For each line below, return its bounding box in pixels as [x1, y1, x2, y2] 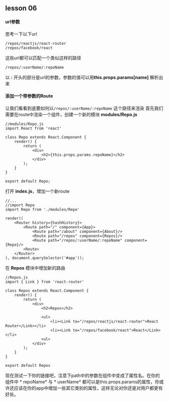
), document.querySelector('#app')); [5, 255, 84, 261]
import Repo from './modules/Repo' [5, 207, 80, 212]
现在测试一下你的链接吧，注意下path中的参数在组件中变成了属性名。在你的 [5, 372, 160, 378]
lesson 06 [5, 4, 37, 13]
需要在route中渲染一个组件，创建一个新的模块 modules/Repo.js [5, 111, 137, 117]
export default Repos [5, 363, 51, 368]
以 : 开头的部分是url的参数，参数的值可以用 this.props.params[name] [5, 74, 149, 80]
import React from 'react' [5, 126, 62, 131]
